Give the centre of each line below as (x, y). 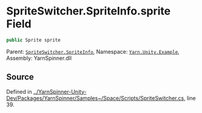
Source (20, 77)
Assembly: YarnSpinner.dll (39, 58)
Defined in (19, 91)
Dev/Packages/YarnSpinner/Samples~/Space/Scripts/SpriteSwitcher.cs (95, 98)
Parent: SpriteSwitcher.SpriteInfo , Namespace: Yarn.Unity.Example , (93, 51)
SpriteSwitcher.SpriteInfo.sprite (89, 11)
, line (190, 98)
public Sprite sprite (34, 40)
